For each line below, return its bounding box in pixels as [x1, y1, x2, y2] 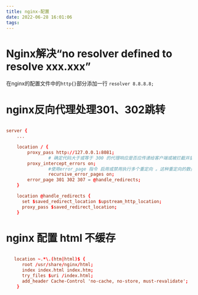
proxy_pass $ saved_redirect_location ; [21, 204, 117, 210]
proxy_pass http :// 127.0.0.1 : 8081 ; [27, 149, 115, 155]
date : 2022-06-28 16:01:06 [6, 14, 72, 20]
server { [6, 128, 28, 134]
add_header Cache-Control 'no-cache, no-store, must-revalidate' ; [21, 278, 189, 284]
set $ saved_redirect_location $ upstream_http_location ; [21, 198, 162, 204]
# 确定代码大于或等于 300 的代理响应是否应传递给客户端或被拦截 [48, 155, 186, 161]
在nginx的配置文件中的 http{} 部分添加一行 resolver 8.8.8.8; [6, 80, 154, 87]
